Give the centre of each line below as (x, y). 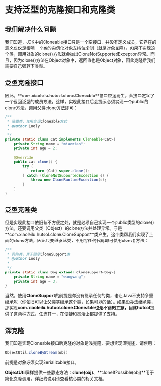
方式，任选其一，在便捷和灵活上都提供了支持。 (73, 314)
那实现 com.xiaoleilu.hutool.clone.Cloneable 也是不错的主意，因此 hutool (78, 308)
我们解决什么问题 (30, 29)
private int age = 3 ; (35, 281)
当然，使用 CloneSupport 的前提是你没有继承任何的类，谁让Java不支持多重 (79, 296)
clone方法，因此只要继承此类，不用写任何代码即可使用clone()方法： (81, 241)
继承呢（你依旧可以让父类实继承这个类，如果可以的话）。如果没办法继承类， (80, 302)
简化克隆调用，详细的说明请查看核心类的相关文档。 (56, 378)
